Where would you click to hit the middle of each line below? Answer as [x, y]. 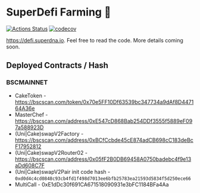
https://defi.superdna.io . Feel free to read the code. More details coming [95, 40]
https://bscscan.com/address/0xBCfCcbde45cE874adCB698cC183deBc [104, 140]
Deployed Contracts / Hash [57, 65]
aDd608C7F [29, 165]
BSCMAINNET [27, 82]
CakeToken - [30, 96]
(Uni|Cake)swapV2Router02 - [51, 152]
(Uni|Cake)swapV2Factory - [49, 133]
